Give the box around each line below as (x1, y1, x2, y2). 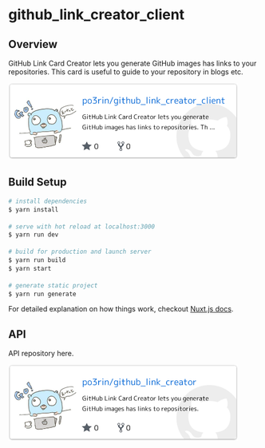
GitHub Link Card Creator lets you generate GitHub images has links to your (8, 58, 257, 68)
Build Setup (8, 175, 67, 188)
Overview (8, 38, 58, 51)
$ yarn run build (8, 256, 66, 264)
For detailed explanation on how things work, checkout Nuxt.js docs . (8, 304, 234, 314)
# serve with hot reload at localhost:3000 (8, 222, 156, 231)
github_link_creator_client (8, 6, 185, 24)
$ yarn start (8, 264, 52, 272)
